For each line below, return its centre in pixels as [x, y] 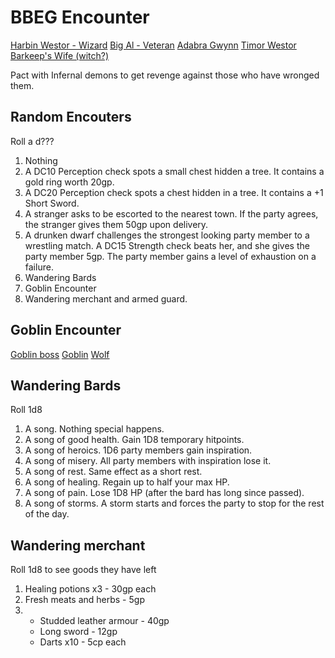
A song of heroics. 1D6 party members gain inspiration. [138, 450]
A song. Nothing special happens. [94, 429]
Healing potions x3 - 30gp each [90, 589]
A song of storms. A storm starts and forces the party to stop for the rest [174, 503]
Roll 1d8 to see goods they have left [83, 570]
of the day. [47, 514]
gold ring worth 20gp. [69, 182]
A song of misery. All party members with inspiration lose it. [148, 461]
